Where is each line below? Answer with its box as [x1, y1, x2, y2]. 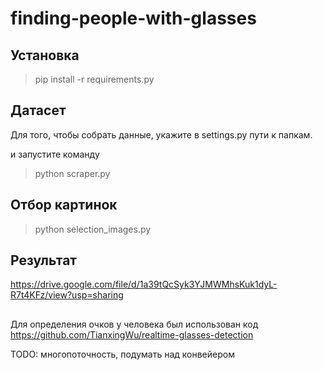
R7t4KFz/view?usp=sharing [10, 289, 124, 301]
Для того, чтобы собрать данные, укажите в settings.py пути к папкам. [10, 128, 313, 141]
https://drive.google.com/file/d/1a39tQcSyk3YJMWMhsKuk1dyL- [10, 278, 278, 291]
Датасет [10, 102, 67, 119]
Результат [10, 252, 78, 269]
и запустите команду [10, 148, 100, 160]
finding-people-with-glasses [10, 7, 257, 30]
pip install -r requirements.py [34, 73, 155, 85]
